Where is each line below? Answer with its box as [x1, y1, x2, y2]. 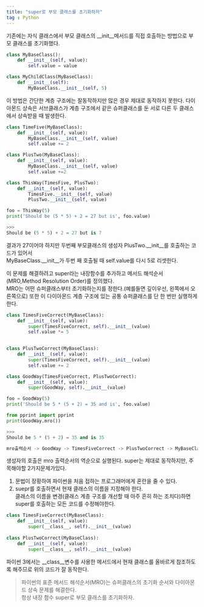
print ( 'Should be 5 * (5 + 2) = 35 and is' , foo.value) [6, 401, 151, 407]
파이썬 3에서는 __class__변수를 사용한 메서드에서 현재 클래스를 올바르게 [6, 558, 175, 565]
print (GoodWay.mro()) [6, 418, 61, 424]
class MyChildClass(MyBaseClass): [6, 74, 94, 80]
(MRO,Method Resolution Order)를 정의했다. [6, 277, 114, 284]
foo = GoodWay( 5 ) [6, 395, 50, 402]
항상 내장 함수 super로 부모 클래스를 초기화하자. [21, 594, 135, 601]
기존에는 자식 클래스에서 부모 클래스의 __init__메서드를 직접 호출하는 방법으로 [6, 32, 187, 39]
